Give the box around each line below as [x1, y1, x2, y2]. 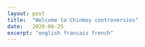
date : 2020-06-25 [7, 23, 64, 30]
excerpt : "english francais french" [7, 29, 114, 37]
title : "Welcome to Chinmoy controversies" [7, 17, 139, 23]
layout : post [7, 10, 45, 17]
